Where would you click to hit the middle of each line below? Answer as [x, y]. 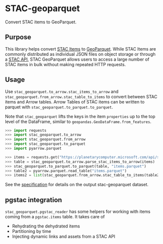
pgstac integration [33, 200]
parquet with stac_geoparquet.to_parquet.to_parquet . [59, 107]
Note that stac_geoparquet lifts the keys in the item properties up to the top [80, 116]
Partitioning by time [32, 231]
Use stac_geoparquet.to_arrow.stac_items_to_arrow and [62, 91]
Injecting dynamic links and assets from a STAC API [64, 237]
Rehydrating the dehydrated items [46, 226]
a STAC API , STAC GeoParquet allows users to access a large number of [77, 59]
